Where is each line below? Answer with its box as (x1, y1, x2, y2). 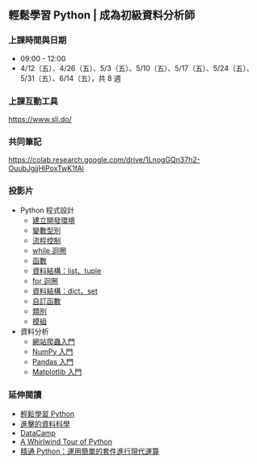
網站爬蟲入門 (32, 336, 75, 346)
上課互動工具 (8, 95, 59, 107)
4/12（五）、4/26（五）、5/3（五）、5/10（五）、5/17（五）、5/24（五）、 (19, 63, 254, 73)
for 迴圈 (32, 276, 58, 285)
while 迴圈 (32, 246, 67, 255)
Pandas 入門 (32, 356, 74, 366)
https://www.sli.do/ (8, 114, 73, 124)
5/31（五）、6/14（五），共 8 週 (19, 73, 121, 83)
